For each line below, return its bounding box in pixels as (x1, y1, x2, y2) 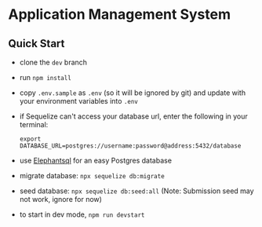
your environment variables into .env (19, 97, 139, 105)
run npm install (19, 73, 72, 82)
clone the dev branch (19, 57, 88, 67)
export (19, 135, 42, 143)
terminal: (19, 120, 49, 129)
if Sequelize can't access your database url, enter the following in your (19, 112, 249, 121)
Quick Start (8, 37, 65, 50)
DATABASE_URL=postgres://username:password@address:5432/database (19, 142, 242, 150)
